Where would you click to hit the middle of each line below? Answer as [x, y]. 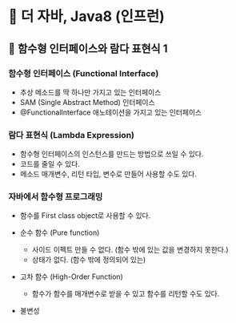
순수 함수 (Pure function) [60, 232]
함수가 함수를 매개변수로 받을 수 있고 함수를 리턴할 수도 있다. [126, 294]
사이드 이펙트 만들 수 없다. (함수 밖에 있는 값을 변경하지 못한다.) [130, 250]
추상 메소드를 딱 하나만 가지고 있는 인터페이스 [90, 92]
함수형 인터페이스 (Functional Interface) [84, 73]
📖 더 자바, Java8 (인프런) [87, 16]
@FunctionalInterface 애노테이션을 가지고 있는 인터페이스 [111, 112]
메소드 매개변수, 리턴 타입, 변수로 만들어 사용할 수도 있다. [108, 174]
